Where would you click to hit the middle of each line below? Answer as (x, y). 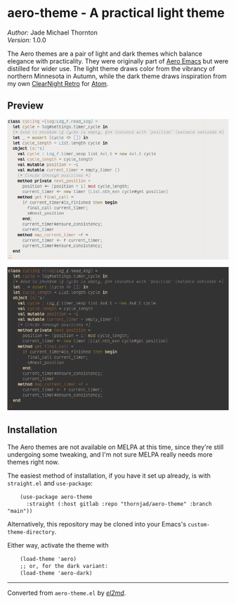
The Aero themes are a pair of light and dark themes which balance (105, 54)
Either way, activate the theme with (58, 545)
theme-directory (31, 532)
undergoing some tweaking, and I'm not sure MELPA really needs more (110, 454)
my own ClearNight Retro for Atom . (58, 83)
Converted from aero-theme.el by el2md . (67, 593)
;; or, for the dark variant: (64, 566)
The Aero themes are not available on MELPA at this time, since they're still (116, 447)
